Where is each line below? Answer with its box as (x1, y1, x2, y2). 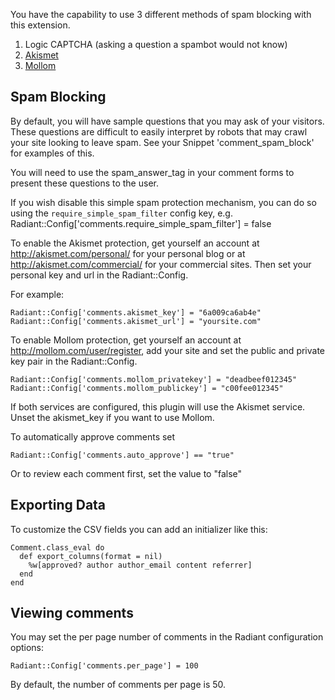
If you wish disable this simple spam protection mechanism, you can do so (10, 196, 317, 208)
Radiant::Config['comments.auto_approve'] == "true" (10, 450, 235, 460)
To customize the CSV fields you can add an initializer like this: (10, 523, 268, 535)
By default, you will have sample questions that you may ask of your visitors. (10, 115, 325, 127)
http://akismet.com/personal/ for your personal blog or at (10, 247, 246, 259)
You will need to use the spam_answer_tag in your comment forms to (10, 166, 295, 178)
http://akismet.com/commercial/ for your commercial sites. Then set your (10, 258, 312, 270)
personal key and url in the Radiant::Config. (10, 269, 189, 281)
